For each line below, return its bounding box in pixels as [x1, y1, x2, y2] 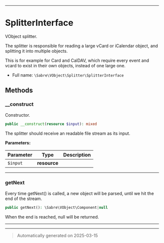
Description [63, 151, 91, 158]
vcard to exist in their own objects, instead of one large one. [5, 62, 126, 68]
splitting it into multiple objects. [5, 48, 68, 54]
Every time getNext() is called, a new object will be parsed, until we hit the [5, 190, 154, 196]
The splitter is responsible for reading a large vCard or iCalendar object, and [5, 42, 158, 49]
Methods [5, 86, 33, 95]
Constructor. [5, 112, 30, 118]
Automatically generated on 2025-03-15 [17, 232, 98, 238]
